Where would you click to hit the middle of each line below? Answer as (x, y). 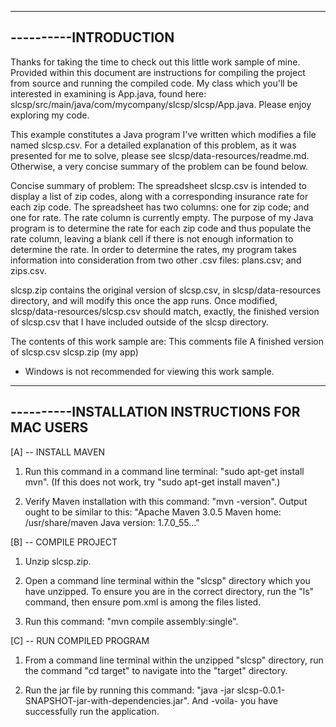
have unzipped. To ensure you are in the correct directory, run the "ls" (169, 591)
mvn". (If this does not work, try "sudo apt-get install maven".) (152, 482)
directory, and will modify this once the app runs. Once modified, (144, 300)
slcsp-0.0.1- (261, 690)
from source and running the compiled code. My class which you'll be (154, 83)
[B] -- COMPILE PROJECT (64, 542)
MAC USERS (49, 427)
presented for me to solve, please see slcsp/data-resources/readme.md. (160, 155)
